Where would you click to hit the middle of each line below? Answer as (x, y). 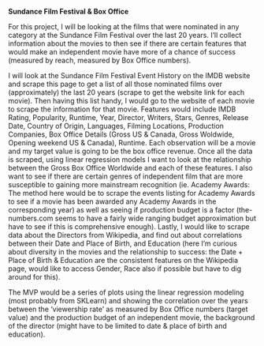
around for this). (34, 277)
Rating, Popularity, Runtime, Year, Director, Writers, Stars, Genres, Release (128, 117)
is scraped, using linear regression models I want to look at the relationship (130, 160)
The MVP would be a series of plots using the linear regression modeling (126, 292)
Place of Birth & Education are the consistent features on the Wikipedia (123, 260)
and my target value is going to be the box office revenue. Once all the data (130, 151)
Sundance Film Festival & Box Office (69, 11)
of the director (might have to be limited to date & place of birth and (117, 326)
